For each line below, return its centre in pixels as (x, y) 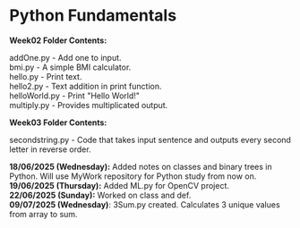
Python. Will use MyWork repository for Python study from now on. (133, 176)
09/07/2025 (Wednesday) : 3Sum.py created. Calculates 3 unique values (145, 204)
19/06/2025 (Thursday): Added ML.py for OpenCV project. (120, 185)
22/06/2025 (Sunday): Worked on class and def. (100, 195)
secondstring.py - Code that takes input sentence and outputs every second (150, 139)
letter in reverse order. (50, 149)
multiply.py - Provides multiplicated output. (89, 105)
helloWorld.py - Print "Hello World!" (75, 96)
